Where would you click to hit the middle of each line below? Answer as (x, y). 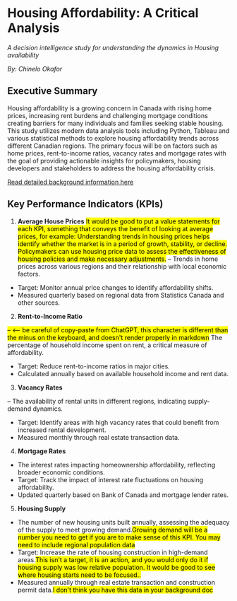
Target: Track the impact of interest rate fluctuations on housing (110, 479)
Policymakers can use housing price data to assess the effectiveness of (122, 251)
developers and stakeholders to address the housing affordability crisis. (111, 168)
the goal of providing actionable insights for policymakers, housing (104, 161)
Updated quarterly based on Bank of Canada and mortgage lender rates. (123, 495)
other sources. (39, 303)
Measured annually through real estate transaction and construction (116, 582)
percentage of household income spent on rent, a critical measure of (107, 345)
